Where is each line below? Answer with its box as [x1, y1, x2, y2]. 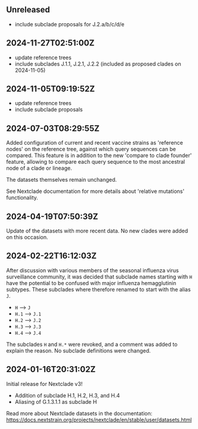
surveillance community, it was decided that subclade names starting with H [6, 273, 193, 280]
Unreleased [6, 5, 51, 15]
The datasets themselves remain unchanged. [6, 176, 117, 183]
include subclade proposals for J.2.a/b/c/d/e [14, 20, 125, 27]
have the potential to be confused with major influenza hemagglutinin [6, 279, 177, 286]
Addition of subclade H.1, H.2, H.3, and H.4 [14, 391, 120, 399]
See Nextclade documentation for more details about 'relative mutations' [6, 188, 185, 195]
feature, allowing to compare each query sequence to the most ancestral [6, 158, 185, 166]
